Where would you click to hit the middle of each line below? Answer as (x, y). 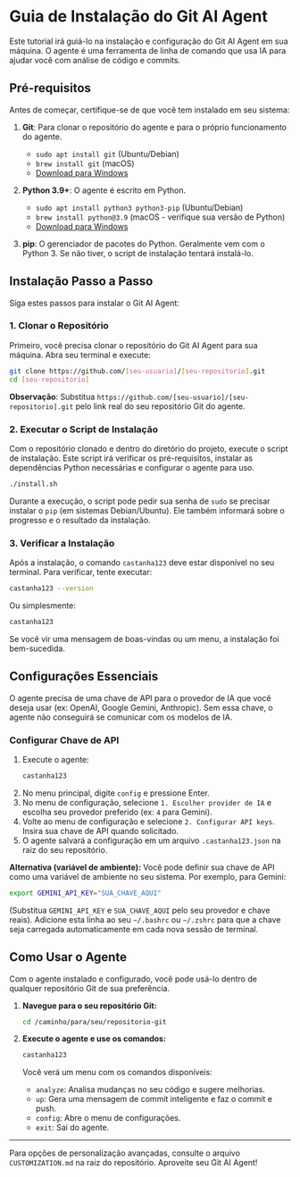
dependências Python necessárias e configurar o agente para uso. (132, 467)
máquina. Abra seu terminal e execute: (80, 355)
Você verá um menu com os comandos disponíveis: (117, 1073)
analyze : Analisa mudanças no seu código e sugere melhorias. (150, 1089)
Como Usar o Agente (68, 957)
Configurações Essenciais (84, 676)
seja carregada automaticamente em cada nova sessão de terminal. (134, 929)
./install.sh (33, 484)
